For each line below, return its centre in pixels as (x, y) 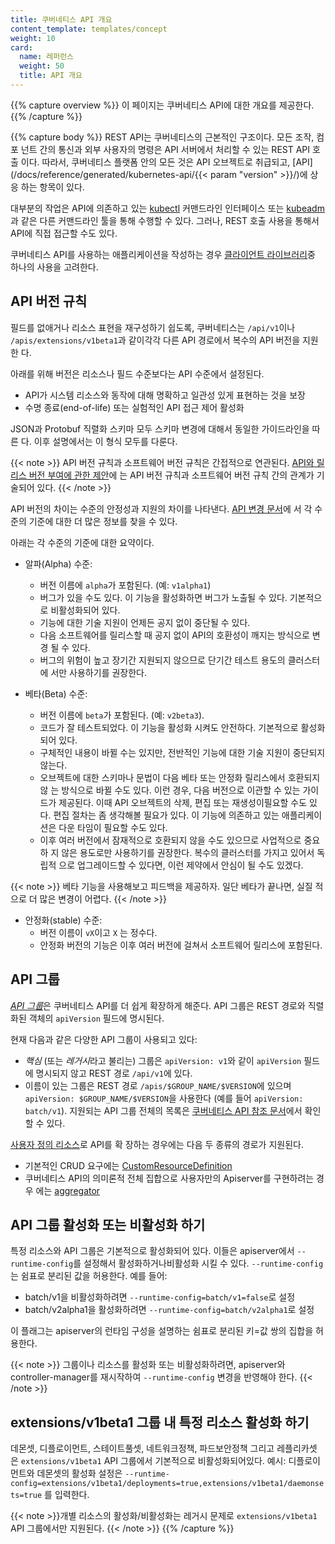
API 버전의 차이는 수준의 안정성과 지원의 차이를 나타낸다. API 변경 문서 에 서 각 (161, 508)
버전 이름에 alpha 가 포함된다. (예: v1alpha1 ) (125, 585)
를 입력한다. (67, 1495)
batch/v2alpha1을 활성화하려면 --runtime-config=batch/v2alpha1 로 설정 (169, 1310)
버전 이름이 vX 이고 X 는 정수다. (98, 932)
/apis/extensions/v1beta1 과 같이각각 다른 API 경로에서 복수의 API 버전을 (155, 340)
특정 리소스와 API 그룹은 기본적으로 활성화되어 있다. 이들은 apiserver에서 (152, 1251)
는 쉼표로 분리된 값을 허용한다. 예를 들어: (89, 1276)
